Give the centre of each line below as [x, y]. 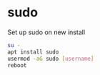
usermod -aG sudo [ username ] [51, 59]
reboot [17, 65]
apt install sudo [33, 52]
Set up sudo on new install [46, 32]
